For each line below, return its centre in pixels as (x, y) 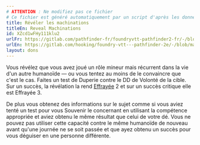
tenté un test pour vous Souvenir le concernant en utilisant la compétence (97, 110)
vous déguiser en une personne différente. (59, 135)
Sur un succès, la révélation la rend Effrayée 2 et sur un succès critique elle (99, 86)
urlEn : (14, 45)
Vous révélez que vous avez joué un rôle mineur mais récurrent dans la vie (97, 67)
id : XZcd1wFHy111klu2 (33, 34)
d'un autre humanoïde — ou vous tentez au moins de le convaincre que (94, 73)
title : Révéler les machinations (48, 23)
